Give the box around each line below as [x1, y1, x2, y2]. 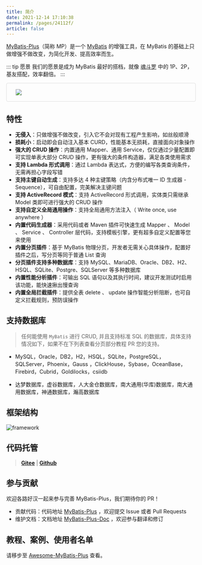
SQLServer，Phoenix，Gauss [14, 360, 88, 367]
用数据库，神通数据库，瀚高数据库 [14, 388, 100, 395]
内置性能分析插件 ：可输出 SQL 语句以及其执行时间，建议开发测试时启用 [14, 274, 192, 281]
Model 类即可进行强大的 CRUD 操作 [14, 199, 103, 206]
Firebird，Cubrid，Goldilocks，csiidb [14, 368, 108, 375]
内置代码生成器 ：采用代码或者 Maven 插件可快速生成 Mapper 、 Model [14, 221, 191, 228]
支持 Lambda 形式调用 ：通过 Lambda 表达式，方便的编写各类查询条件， [14, 161, 193, 168]
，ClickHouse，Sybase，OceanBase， [89, 360, 186, 367]
